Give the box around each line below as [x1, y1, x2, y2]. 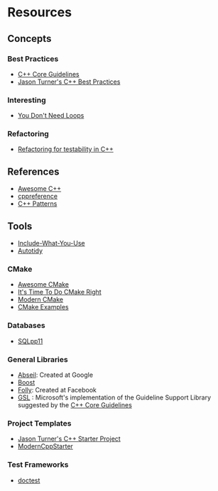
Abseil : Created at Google [17, 370, 94, 379]
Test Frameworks [7, 460, 69, 470]
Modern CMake [17, 295, 64, 304]
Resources [7, 4, 72, 21]
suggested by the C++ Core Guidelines [17, 400, 133, 409]
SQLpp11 [17, 336, 43, 345]
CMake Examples [17, 303, 69, 311]
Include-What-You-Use [17, 239, 85, 248]
